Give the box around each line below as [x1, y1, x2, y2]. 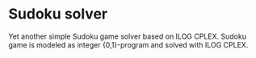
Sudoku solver [8, 5, 107, 23]
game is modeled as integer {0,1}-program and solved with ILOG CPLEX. [8, 39, 249, 49]
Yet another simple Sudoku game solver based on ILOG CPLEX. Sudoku [8, 31, 246, 41]
